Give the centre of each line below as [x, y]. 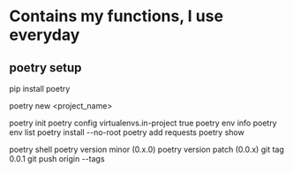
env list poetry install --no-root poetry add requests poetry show [127, 132]
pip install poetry [40, 89]
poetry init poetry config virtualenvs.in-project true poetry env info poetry [143, 123]
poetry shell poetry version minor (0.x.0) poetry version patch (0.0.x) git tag [146, 149]
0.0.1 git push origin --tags [57, 159]
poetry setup [45, 68]
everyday [45, 35]
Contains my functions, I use [116, 16]
